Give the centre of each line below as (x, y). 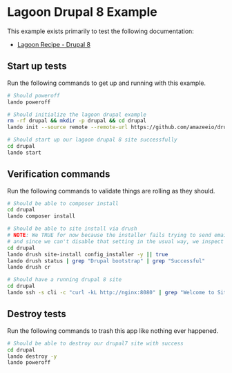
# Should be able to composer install (63, 203)
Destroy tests (37, 314)
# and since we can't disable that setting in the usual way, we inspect (116, 241)
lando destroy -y (32, 356)
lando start (24, 153)
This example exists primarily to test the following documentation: (101, 31)
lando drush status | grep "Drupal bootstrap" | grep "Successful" (106, 261)
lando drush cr (29, 267)
